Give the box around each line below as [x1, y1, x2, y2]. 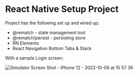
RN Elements [12, 40, 39, 46]
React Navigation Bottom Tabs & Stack [12, 45, 92, 51]
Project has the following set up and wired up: [5, 20, 100, 26]
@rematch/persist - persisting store [12, 35, 86, 41]
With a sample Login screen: [5, 55, 64, 61]
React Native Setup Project [5, 3, 119, 15]
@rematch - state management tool [12, 29, 86, 35]
